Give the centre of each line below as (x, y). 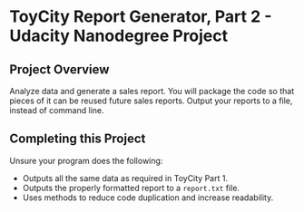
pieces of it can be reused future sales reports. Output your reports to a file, (151, 101)
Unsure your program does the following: (86, 160)
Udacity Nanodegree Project (119, 36)
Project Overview (59, 69)
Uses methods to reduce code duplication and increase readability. (148, 198)
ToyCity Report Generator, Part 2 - (141, 17)
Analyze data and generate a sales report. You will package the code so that (152, 91)
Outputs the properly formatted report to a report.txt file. (131, 188)
